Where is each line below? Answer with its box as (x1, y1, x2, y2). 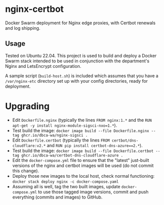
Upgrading (5, 101, 50, 112)
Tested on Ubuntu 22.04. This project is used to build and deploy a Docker (5, 52, 157, 58)
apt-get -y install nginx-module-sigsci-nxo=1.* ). (12, 122, 118, 128)
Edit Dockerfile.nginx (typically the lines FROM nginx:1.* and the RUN (12, 117, 152, 123)
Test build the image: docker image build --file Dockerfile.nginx (12, 127, 149, 133)
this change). (12, 167, 40, 174)
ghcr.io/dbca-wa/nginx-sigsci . (21, 133, 88, 138)
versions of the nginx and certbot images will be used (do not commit (12, 162, 154, 168)
